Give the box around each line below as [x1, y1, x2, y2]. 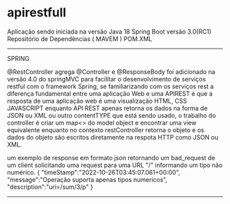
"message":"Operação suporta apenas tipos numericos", [7, 175, 168, 183]
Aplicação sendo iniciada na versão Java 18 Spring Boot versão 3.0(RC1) [7, 27, 212, 36]
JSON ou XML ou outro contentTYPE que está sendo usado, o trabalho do [7, 111, 216, 119]
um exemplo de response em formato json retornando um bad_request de [7, 153, 216, 162]
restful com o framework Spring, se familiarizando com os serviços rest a [7, 82, 214, 90]
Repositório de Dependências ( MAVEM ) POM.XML [7, 34, 153, 42]
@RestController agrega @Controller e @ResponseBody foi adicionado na [7, 67, 216, 76]
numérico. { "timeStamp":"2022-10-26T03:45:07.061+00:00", [7, 168, 180, 176]
